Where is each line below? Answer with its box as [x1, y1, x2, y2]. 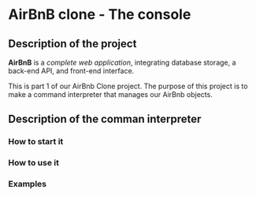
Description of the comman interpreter [8, 113, 202, 126]
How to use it [8, 158, 59, 169]
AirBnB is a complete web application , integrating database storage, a [8, 58, 236, 67]
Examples [8, 179, 47, 190]
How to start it [8, 136, 64, 147]
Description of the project [8, 37, 137, 50]
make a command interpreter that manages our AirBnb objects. [8, 90, 213, 99]
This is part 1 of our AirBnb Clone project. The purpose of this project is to [8, 81, 248, 91]
